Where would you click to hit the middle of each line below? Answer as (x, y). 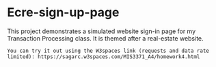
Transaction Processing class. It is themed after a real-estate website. (105, 38)
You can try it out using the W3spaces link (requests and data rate (108, 51)
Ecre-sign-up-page (63, 13)
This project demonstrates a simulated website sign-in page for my (102, 31)
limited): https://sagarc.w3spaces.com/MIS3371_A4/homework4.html (104, 57)
